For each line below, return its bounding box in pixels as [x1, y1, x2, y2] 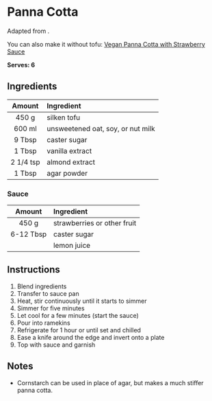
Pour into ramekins [16, 319, 70, 327]
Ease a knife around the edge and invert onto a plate [16, 333, 165, 341]
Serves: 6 [7, 60, 36, 69]
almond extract [47, 157, 96, 167]
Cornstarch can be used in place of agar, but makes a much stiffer [16, 378, 204, 387]
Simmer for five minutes [16, 303, 85, 312]
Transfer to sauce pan [16, 289, 80, 297]
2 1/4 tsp [10, 157, 40, 167]
